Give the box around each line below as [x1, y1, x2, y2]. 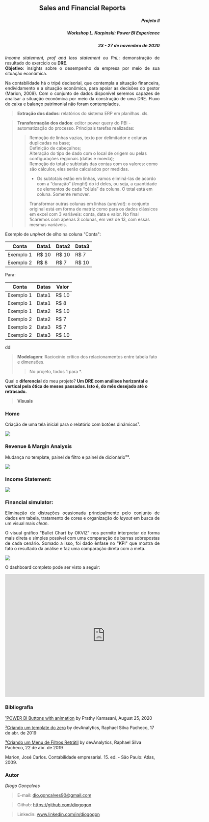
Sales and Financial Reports [39, 4, 126, 12]
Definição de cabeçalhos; [29, 145, 81, 151]
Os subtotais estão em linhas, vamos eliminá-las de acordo [36, 176, 156, 181]
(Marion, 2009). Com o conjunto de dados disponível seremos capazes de [5, 90, 160, 96]
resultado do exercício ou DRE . [5, 60, 68, 66]
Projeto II [141, 17, 160, 24]
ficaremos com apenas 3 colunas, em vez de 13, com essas [29, 216, 150, 223]
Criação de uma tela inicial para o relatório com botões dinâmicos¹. [5, 421, 140, 427]
